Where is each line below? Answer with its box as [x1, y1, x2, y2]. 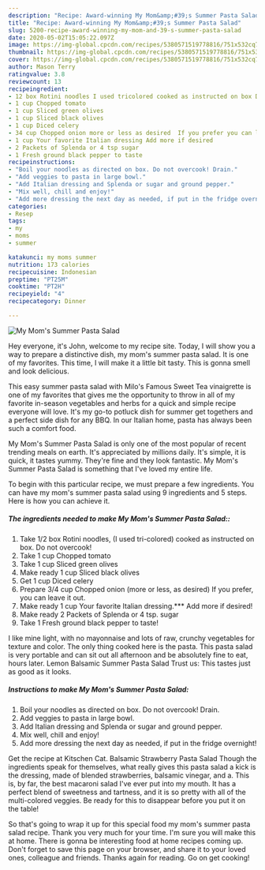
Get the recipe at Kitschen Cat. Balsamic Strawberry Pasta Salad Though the [8, 753, 257, 763]
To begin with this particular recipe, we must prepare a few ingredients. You [8, 479, 255, 489]
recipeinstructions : [8, 159, 77, 167]
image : [8, 41, 30, 49]
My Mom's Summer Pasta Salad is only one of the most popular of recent [8, 439, 247, 448]
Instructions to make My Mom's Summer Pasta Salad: [8, 684, 189, 695]
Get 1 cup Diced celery [19, 576, 94, 585]
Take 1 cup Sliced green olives [19, 559, 118, 568]
